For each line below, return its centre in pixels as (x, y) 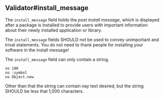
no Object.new (20, 77)
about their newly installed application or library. (54, 30)
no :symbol (16, 73)
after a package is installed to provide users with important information (76, 25)
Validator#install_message (47, 8)
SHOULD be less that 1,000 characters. (45, 91)
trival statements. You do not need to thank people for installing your (74, 45)
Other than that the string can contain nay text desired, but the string (74, 86)
